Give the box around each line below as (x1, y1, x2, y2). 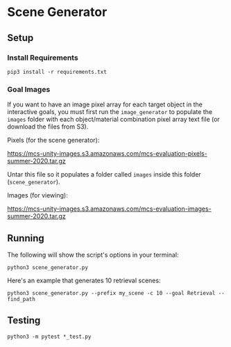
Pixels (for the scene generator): (7, 136, 100, 145)
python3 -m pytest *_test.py (7, 333, 92, 340)
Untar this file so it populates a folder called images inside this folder (7, 170, 201, 179)
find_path (7, 296, 36, 302)
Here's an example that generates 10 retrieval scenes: (7, 276, 161, 284)
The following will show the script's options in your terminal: (7, 250, 179, 259)
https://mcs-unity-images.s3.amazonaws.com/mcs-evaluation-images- (7, 204, 212, 213)
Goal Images (7, 84, 51, 94)
